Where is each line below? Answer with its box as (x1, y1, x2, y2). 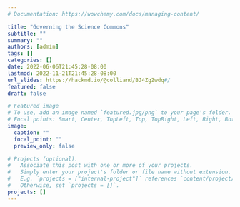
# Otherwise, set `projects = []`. (7, 182, 120, 189)
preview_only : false (14, 142, 75, 150)
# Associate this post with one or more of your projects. (7, 162, 194, 169)
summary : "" (7, 36, 43, 44)
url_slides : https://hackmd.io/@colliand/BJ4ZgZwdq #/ (7, 76, 171, 84)
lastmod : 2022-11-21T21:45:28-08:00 (7, 69, 116, 77)
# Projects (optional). (7, 155, 79, 163)
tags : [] (7, 50, 34, 57)
